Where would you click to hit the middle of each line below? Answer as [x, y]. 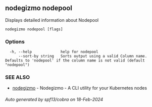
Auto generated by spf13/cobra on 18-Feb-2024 [54, 99]
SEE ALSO [18, 77]
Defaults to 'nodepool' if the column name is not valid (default [75, 61]
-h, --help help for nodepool [54, 52]
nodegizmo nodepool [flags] [34, 29]
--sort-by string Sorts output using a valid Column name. [83, 56]
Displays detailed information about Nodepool [52, 20]
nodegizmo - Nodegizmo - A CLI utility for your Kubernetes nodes [79, 88]
